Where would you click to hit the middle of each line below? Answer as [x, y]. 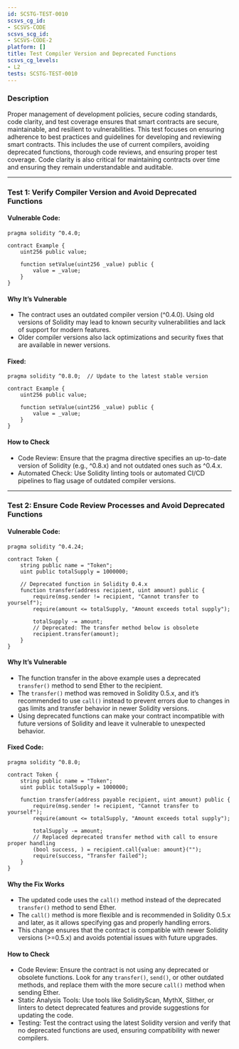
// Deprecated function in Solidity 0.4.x [84, 584]
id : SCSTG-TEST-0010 [38, 14]
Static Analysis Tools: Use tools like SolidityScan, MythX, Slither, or [116, 1000]
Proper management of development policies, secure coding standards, [113, 114]
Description [28, 98]
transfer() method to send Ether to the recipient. [90, 686]
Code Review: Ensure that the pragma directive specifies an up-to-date [122, 458]
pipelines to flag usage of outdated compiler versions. [97, 480]
